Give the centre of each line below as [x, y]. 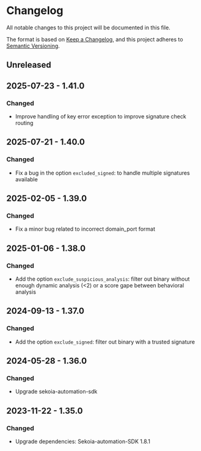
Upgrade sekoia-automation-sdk [56, 392]
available [26, 179]
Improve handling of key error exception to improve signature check [100, 117]
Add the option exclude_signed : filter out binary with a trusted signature [105, 342]
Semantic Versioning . [33, 46]
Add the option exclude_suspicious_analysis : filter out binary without [102, 279]
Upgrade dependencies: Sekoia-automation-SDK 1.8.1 [83, 442]
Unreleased [29, 65]
